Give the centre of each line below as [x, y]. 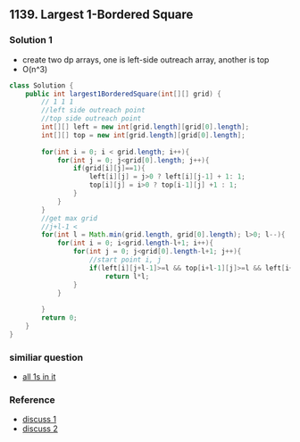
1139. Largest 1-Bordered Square [101, 15]
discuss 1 [39, 420]
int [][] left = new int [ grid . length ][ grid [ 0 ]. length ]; [146, 127]
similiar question [46, 357]
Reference [32, 400]
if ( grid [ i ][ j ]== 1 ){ [109, 169]
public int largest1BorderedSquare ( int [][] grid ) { [123, 94]
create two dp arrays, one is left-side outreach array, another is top [146, 59]
